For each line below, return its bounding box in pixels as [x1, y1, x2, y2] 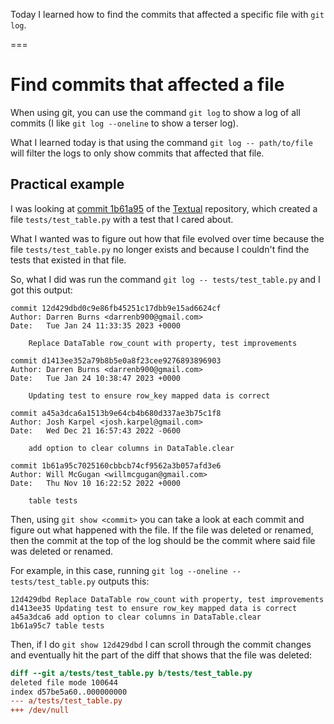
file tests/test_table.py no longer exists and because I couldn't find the [10, 243, 310, 255]
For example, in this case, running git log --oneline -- [10, 564, 242, 576]
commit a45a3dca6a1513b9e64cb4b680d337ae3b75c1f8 [10, 408, 222, 418]
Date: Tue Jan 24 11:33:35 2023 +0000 [10, 320, 182, 331]
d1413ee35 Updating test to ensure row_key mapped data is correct [10, 603, 298, 613]
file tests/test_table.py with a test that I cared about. [10, 213, 234, 225]
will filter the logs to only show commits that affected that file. [10, 147, 265, 159]
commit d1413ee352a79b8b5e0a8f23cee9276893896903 [10, 355, 222, 366]
